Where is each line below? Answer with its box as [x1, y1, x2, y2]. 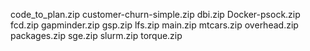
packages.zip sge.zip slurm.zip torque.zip [10, 30, 183, 41]
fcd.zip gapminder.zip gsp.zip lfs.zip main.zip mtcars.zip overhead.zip [10, 19, 299, 31]
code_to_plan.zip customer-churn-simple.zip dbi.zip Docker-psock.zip [10, 9, 301, 20]
